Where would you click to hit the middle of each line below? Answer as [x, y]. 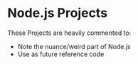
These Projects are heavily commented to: [69, 33]
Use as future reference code [61, 54]
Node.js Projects [58, 13]
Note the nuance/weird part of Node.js [74, 46]
